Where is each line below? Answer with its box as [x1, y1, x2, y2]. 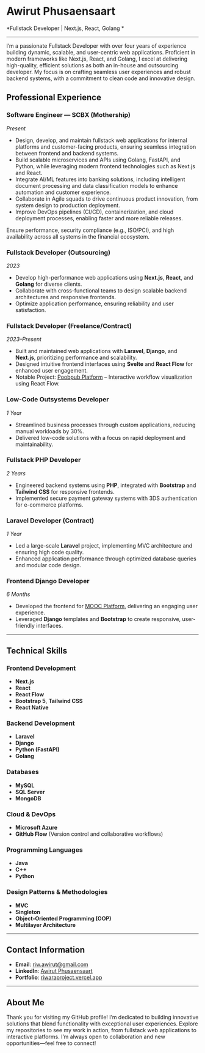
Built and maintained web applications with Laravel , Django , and [15, 348, 178, 355]
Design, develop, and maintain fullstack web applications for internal [15, 136, 187, 144]
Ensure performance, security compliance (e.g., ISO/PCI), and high [6, 226, 174, 234]
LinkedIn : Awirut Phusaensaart [15, 967, 93, 975]
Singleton [15, 908, 41, 915]
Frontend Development [6, 664, 76, 672]
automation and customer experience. [15, 188, 111, 196]
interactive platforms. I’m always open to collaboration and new [6, 1033, 166, 1041]
